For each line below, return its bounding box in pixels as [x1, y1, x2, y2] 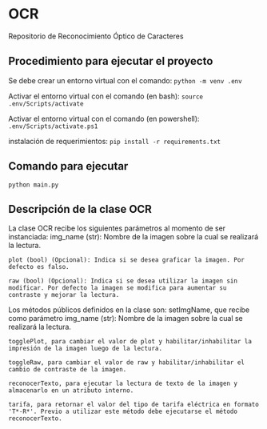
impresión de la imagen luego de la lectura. [8, 345, 162, 353]
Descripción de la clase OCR [8, 202, 152, 216]
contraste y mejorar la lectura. [8, 291, 120, 299]
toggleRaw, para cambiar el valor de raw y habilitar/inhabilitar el [8, 359, 245, 367]
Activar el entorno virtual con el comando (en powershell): [8, 114, 200, 123]
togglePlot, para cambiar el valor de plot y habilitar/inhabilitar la [8, 338, 252, 346]
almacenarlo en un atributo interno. [8, 387, 134, 395]
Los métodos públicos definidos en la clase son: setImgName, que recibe [8, 305, 250, 315]
